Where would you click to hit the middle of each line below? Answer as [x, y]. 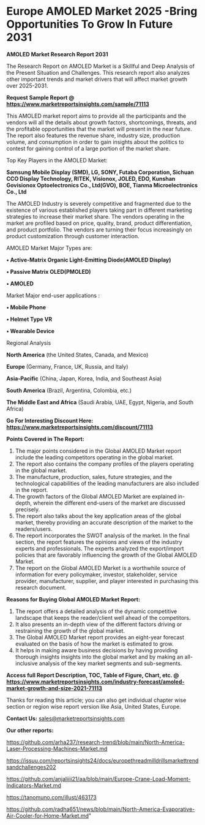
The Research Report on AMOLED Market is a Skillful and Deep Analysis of [100, 66]
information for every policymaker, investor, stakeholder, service [96, 574]
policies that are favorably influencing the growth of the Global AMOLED [106, 555]
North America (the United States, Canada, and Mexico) [77, 355]
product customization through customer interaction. [73, 236]
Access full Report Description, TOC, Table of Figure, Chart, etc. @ [93, 675]
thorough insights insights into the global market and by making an [99, 657]
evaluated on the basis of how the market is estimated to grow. [94, 644]
